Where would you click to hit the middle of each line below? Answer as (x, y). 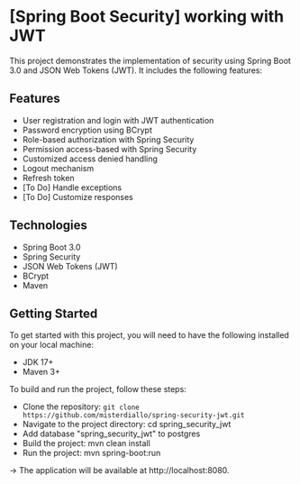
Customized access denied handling (90, 159)
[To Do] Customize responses (77, 196)
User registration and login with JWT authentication (118, 120)
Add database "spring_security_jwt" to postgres (111, 434)
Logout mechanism (58, 168)
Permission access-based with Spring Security (109, 149)
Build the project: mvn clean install (86, 443)
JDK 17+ (38, 362)
